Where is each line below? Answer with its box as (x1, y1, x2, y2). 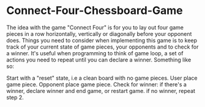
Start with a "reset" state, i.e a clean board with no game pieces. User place (6, 74, 198, 81)
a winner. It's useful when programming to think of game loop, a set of (6, 49, 184, 57)
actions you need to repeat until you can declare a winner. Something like (6, 56, 192, 63)
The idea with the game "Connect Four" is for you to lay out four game (6, 24, 184, 31)
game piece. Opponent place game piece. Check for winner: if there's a (6, 80, 187, 88)
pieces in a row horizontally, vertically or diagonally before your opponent (6, 30, 192, 37)
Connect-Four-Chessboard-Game (6, 4, 184, 18)
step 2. (6, 94, 24, 101)
